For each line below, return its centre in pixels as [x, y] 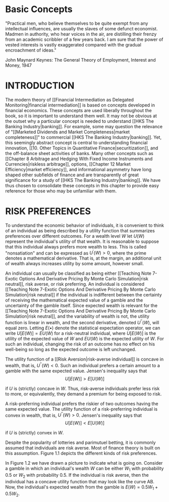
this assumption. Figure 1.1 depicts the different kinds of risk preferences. [81, 454]
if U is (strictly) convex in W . [35, 433]
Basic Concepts [39, 9]
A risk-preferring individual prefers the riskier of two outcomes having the [82, 404]
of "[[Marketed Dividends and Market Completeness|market [68, 132]
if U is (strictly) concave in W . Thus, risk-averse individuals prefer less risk [82, 388]
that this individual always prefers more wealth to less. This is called [76, 246]
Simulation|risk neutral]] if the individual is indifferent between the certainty [84, 295]
